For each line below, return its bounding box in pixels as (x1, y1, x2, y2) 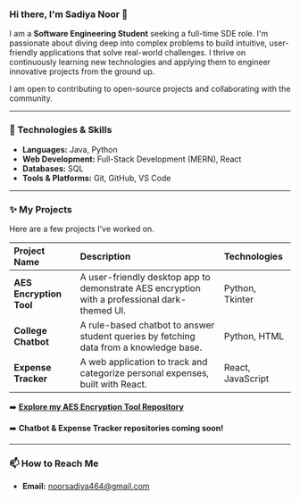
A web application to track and (79, 355, 208, 368)
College (13, 324, 47, 337)
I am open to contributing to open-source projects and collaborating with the (9, 84, 291, 95)
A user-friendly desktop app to (79, 271, 212, 283)
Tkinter (223, 293, 254, 305)
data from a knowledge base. (79, 341, 203, 354)
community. (9, 93, 53, 104)
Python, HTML (223, 329, 285, 342)
